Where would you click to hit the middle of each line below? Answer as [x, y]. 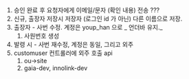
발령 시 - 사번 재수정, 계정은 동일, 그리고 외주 [74, 44]
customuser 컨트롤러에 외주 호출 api [63, 53]
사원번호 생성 [42, 36]
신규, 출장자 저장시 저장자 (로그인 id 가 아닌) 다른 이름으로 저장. [98, 19]
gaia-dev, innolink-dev [56, 68]
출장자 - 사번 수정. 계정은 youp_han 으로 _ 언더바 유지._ [88, 27]
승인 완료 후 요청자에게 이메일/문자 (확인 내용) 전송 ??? [87, 10]
